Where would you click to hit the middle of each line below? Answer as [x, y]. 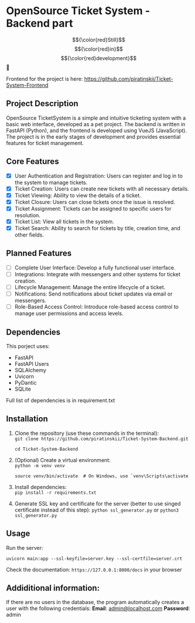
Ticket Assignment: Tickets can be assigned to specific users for [93, 208]
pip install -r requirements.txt [56, 493]
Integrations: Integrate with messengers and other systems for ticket [97, 274]
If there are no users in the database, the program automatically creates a [95, 602]
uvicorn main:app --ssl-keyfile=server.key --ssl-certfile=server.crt [94, 559]
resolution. [28, 215]
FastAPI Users [32, 363]
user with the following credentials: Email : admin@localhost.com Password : [98, 608]
